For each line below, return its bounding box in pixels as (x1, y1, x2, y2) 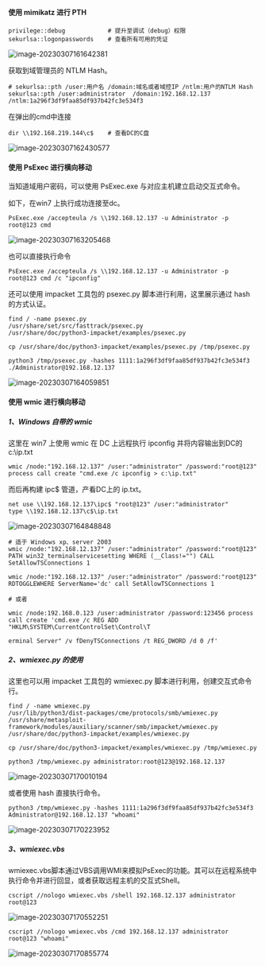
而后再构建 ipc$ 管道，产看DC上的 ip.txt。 (8, 484, 146, 494)
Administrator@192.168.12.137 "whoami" (8, 811, 140, 819)
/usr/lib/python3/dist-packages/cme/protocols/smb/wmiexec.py (8, 708, 218, 717)
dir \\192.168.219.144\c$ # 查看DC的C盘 (8, 130, 149, 138)
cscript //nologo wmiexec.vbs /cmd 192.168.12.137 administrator (8, 927, 229, 936)
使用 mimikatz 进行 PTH (8, 7, 87, 17)
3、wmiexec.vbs (8, 844, 65, 854)
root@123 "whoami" (8, 934, 69, 942)
